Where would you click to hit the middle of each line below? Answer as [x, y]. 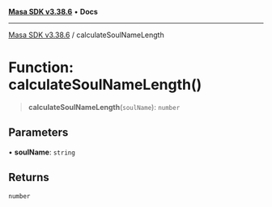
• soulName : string [42, 152]
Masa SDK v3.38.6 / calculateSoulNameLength [86, 35]
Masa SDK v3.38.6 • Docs [53, 12]
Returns [29, 177]
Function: [41, 68]
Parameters [38, 133]
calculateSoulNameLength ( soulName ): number [104, 107]
